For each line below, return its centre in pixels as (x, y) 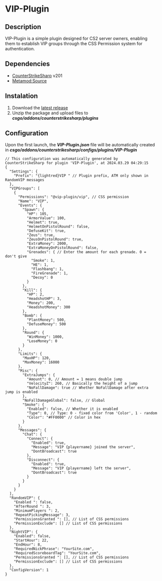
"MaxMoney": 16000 (41, 362)
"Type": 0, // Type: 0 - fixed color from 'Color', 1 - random (92, 413)
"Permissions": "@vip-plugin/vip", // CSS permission (73, 197)
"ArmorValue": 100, (46, 218)
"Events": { (30, 205)
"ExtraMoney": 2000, (47, 244)
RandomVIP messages (25, 180)
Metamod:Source (29, 80)
